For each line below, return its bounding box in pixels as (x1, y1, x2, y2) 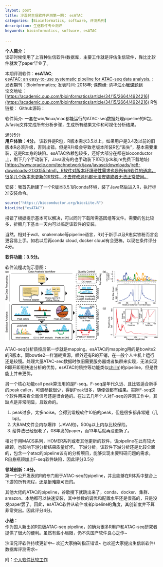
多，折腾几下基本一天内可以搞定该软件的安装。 (5, 221, 99, 227)
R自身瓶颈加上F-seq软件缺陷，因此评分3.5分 (5, 456, 94, 462)
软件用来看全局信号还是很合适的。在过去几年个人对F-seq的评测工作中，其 (9, 393, 158, 399)
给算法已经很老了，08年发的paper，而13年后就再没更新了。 (12, 427, 132, 433)
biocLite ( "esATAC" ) (5, 205, 45, 210)
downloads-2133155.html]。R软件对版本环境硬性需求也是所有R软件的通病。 (5, 168, 156, 173)
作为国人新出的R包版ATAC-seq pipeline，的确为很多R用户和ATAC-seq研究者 (5, 524, 158, 530)
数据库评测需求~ (5, 546, 38, 552)
